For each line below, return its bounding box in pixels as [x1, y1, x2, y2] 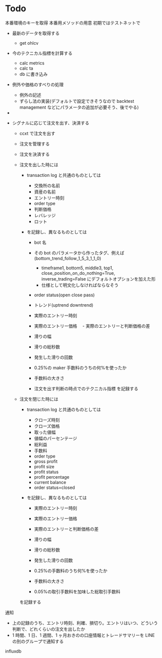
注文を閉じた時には [19, 396, 59, 402]
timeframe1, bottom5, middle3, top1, [41, 265, 114, 271]
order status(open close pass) [34, 292, 95, 298]
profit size [34, 463, 55, 469]
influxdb [5, 648, 22, 654]
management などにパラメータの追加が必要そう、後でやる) [19, 104, 139, 110]
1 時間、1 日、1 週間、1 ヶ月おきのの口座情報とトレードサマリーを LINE [12, 632, 155, 638]
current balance [34, 479, 67, 485]
